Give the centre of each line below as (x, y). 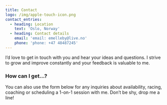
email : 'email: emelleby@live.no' (51, 39)
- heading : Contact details (40, 33)
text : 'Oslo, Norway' (37, 29)
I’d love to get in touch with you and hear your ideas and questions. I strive (83, 57)
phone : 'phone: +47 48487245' (46, 43)
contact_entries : (24, 19)
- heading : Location (31, 24)
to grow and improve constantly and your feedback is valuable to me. (78, 63)
